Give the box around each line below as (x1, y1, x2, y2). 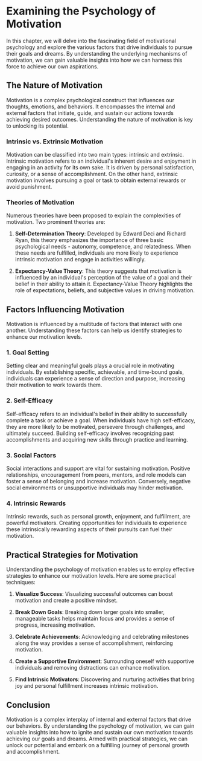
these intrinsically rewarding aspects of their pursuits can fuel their (6, 526, 172, 533)
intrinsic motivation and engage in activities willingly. (14, 256, 146, 263)
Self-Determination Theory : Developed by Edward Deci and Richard (14, 230, 186, 237)
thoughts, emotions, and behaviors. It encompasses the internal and (6, 103, 175, 110)
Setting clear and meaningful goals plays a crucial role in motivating (6, 362, 175, 370)
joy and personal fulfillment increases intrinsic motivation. (14, 682, 159, 690)
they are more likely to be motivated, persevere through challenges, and (6, 423, 185, 430)
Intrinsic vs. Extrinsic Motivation (6, 137, 104, 146)
